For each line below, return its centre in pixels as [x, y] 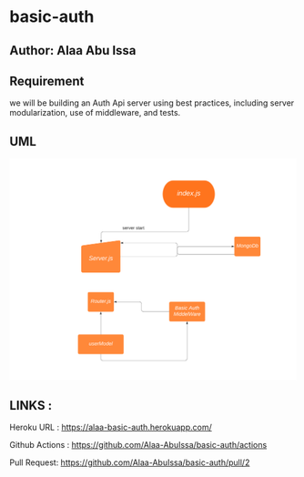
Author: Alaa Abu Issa [73, 51]
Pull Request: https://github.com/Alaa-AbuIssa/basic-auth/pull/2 [130, 462]
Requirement [47, 81]
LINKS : [31, 406]
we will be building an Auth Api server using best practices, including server [152, 103]
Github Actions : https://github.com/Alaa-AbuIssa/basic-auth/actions [138, 445]
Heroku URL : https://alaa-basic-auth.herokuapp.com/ [111, 427]
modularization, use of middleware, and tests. [95, 113]
